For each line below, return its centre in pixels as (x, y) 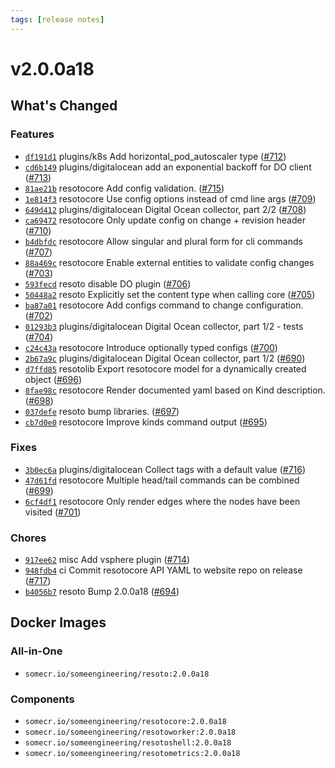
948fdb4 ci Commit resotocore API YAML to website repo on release (163, 570)
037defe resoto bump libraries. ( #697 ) (102, 411)
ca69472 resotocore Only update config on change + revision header (165, 220)
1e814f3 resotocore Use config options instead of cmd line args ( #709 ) (170, 198)
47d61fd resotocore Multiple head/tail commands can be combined (162, 480)
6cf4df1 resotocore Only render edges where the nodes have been (162, 501)
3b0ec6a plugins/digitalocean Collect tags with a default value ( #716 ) (165, 469)
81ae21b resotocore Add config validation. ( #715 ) (124, 188)
